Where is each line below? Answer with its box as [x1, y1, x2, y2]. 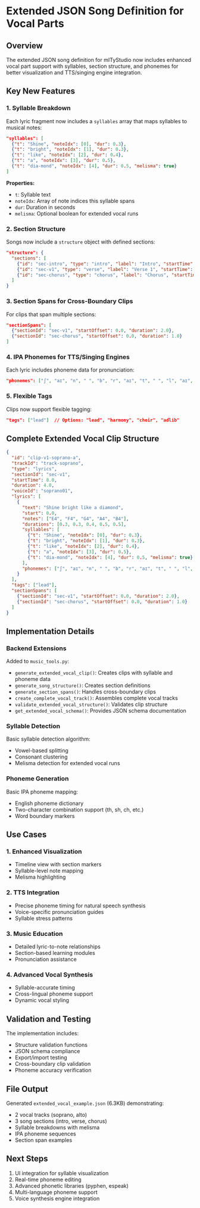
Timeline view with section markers [14, 861, 102, 868]
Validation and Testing [6, 1014, 91, 1024]
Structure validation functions [14, 1041, 88, 1048]
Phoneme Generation [6, 775, 69, 783]
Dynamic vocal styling [14, 997, 70, 1004]
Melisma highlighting [14, 873, 66, 881]
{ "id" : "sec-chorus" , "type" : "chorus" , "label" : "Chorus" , [17, 272, 169, 278]
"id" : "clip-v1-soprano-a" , [11, 455, 82, 461]
